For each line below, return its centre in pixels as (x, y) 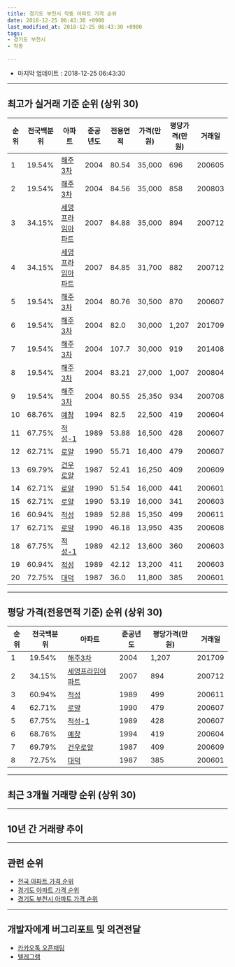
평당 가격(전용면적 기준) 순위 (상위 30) (85, 613)
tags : (15, 33)
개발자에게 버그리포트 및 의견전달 (74, 930)
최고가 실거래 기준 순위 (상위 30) (73, 104)
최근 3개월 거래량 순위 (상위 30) (72, 795)
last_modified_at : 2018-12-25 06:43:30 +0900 (74, 27)
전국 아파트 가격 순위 (45, 882)
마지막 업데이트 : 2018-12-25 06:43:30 (71, 73)
